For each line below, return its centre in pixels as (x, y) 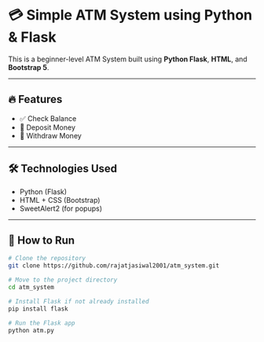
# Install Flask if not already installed (79, 301)
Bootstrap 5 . (29, 67)
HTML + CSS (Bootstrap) (60, 200)
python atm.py (31, 330)
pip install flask (38, 309)
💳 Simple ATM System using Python (130, 15)
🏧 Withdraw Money (51, 135)
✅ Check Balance (48, 118)
